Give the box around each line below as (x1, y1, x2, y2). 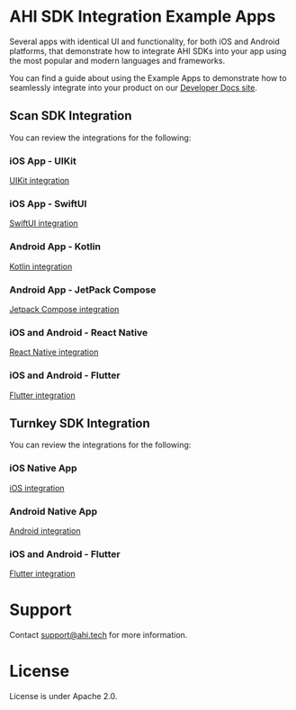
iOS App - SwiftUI (9, 197, 87, 210)
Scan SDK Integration (9, 108, 132, 123)
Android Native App (9, 505, 97, 517)
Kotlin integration (9, 261, 73, 272)
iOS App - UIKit (9, 155, 76, 167)
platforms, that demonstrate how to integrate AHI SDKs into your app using (9, 45, 287, 56)
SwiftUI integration (9, 218, 78, 229)
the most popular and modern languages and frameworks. (9, 55, 226, 66)
